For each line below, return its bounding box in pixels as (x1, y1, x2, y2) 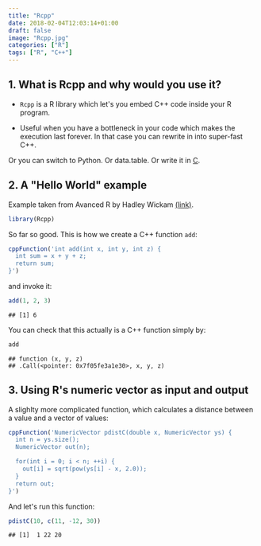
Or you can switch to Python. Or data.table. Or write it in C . (8, 155, 201, 165)
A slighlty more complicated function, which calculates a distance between (8, 404, 254, 414)
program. (19, 107, 50, 117)
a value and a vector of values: (8, 413, 109, 423)
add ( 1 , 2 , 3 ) (8, 297, 52, 305)
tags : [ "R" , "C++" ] (8, 49, 73, 57)
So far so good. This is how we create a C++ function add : (8, 229, 198, 239)
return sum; (15, 259, 56, 267)
